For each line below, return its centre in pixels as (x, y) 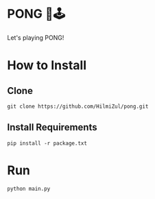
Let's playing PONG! (36, 37)
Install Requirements (52, 127)
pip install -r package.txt (47, 143)
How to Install (47, 66)
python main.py (29, 189)
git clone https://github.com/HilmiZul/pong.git (78, 106)
